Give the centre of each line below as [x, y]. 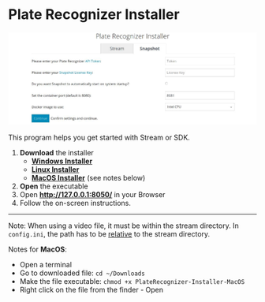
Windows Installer [62, 161]
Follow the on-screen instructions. [75, 203]
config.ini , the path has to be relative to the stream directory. [109, 233]
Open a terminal [46, 264]
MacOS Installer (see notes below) [88, 177]
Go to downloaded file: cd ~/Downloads [82, 273]
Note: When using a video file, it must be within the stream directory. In [123, 226]
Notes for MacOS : [37, 249]
